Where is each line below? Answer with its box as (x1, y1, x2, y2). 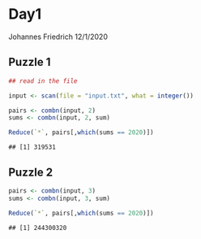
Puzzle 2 (8, 165, 53, 179)
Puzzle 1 (8, 55, 51, 69)
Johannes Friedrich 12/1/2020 (8, 32, 108, 41)
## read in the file (8, 76, 79, 85)
